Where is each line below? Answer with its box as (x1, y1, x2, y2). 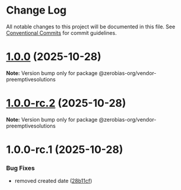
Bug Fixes (6, 163, 35, 172)
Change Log (6, 4, 67, 17)
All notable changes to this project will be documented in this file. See (6, 23, 176, 30)
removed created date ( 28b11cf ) (14, 178, 93, 185)
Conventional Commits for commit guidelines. (6, 29, 117, 36)
